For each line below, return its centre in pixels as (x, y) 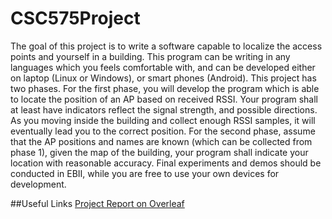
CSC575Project (75, 18)
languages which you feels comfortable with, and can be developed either (163, 67)
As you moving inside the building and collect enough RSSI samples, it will (163, 120)
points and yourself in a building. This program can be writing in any (150, 56)
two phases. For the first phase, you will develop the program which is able (165, 88)
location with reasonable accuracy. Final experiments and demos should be (166, 163)
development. (38, 184)
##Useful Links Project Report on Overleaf (97, 203)
